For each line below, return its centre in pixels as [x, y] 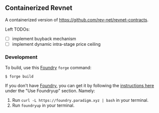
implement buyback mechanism [44, 38]
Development [21, 57]
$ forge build [19, 77]
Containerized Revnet [39, 8]
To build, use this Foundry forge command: [48, 68]
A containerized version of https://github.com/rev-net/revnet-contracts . [77, 19]
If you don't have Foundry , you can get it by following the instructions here [79, 86]
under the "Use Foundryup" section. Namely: [50, 91]
